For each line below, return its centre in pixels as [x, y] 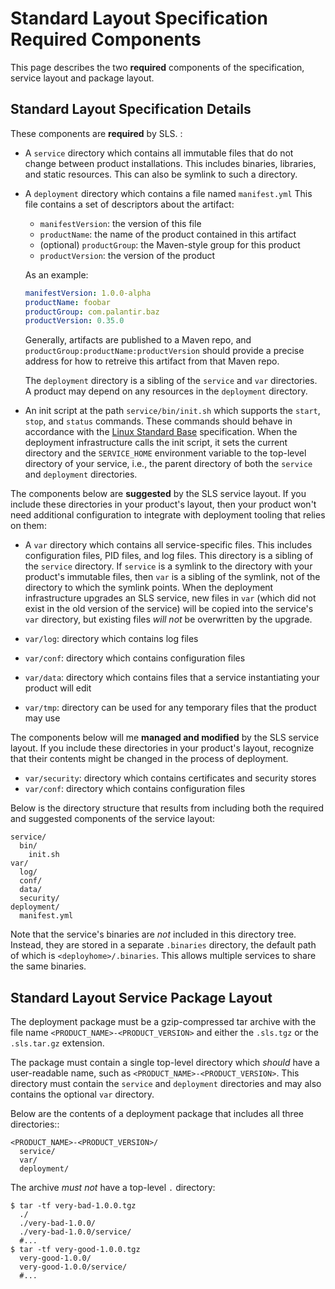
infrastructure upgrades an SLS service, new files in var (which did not [170, 598]
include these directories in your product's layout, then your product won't [163, 504]
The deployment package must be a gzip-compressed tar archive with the [163, 1022]
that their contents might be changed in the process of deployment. [149, 759]
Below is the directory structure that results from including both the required [167, 808]
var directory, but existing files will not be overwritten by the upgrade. [168, 619]
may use [42, 718]
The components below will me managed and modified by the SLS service [165, 738]
